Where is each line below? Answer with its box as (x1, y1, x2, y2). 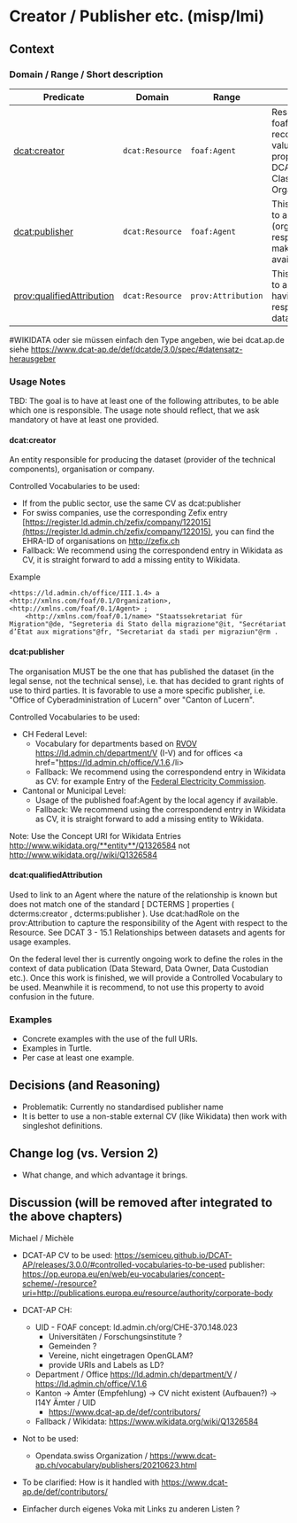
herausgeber (9, 353, 56, 364)
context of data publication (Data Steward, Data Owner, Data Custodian (9, 963, 269, 974)
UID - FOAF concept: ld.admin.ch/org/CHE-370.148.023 (34, 1322, 239, 1333)
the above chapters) (9, 1209, 124, 1224)
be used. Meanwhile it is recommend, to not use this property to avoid (9, 982, 265, 992)
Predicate (42, 90, 86, 103)
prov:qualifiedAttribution (13, 290, 115, 302)
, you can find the (210, 526, 275, 537)
